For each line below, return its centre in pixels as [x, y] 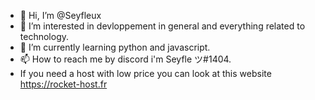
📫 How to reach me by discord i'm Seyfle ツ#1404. [125, 59]
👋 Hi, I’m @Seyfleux [60, 15]
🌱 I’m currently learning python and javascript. [115, 47]
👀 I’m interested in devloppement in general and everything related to [162, 26]
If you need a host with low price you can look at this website [145, 73]
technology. [44, 36]
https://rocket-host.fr [63, 84]
